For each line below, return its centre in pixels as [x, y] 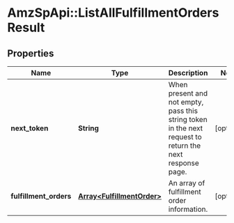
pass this [183, 111]
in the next [186, 128]
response [184, 163]
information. [188, 209]
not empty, [186, 102]
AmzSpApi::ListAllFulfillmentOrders [113, 13]
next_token [30, 128]
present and [188, 93]
